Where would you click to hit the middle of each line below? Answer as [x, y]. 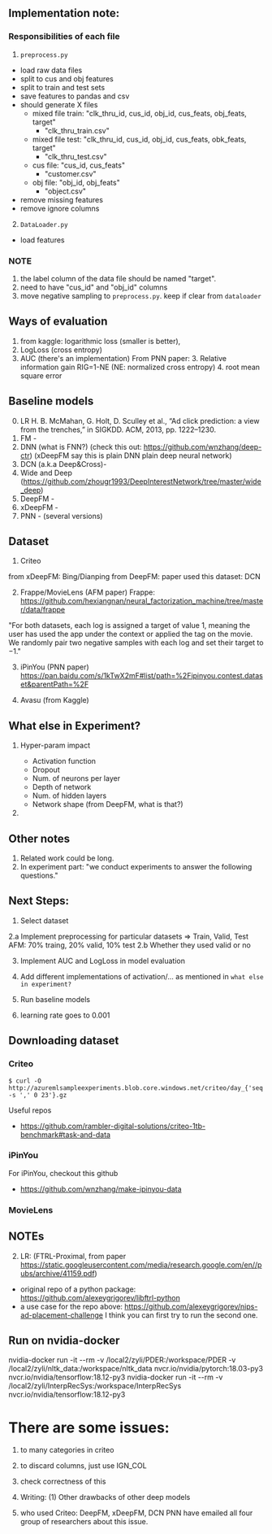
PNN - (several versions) [61, 516]
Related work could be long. [67, 858]
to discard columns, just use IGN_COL [84, 1466]
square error [41, 375]
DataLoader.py [44, 224]
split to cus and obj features [67, 78]
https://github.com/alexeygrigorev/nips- [191, 1306]
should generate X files [59, 104]
